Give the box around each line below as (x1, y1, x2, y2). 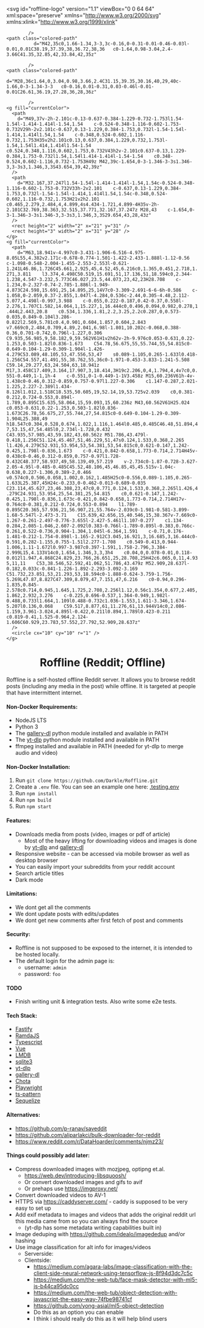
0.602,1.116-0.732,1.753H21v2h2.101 (6, 196, 100, 202)
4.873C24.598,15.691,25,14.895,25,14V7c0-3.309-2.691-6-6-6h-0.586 (6, 287, 182, 293)
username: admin (24, 964, 67, 971)
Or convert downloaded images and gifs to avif (24, 1178, 143, 1185)
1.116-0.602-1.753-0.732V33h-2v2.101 (6, 186, 103, 192)
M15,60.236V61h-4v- (145, 373, 195, 379)
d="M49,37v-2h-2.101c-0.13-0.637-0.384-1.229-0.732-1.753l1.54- (17, 116, 184, 122)
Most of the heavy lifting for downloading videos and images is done (24, 837, 197, 844)
